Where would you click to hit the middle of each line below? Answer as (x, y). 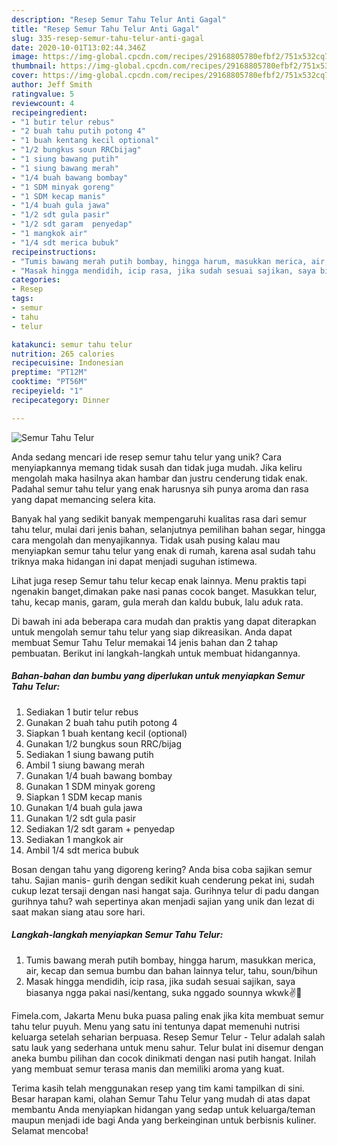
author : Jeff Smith (52, 85)
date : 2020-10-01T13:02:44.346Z (78, 47)
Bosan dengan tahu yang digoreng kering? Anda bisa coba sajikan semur (162, 869)
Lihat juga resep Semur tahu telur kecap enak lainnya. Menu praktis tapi (159, 580)
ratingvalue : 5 (43, 94)
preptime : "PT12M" (49, 372)
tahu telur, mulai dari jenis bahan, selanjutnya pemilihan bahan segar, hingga (168, 529)
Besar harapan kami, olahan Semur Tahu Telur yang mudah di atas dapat (161, 1098)
